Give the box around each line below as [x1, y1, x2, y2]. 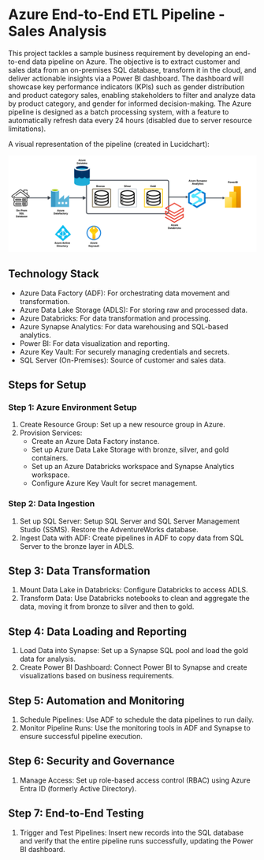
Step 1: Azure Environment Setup [8, 401, 137, 412]
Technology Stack [8, 267, 99, 281]
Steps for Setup [8, 378, 87, 392]
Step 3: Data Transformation [8, 565, 151, 578]
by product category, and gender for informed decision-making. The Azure [8, 99, 252, 108]
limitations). [8, 124, 46, 133]
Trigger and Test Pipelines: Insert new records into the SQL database [19, 828, 244, 837]
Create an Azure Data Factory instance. [31, 437, 160, 446]
